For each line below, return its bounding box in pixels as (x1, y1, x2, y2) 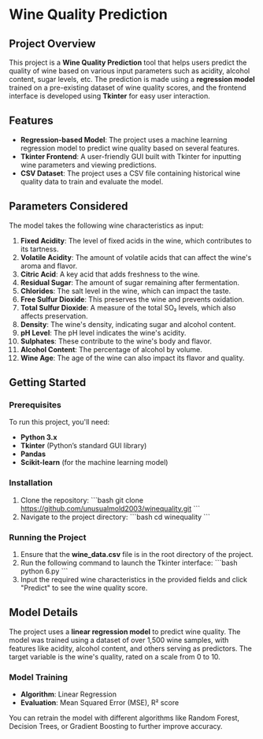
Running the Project (9, 532, 87, 543)
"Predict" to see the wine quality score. (20, 583, 148, 592)
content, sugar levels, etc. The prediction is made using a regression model (9, 75, 255, 84)
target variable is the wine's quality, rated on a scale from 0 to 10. (9, 652, 221, 661)
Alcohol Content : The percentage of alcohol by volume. (20, 344, 203, 354)
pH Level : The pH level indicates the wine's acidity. (20, 328, 187, 337)
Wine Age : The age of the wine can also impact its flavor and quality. (20, 353, 245, 362)
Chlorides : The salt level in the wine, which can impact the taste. (20, 286, 232, 295)
